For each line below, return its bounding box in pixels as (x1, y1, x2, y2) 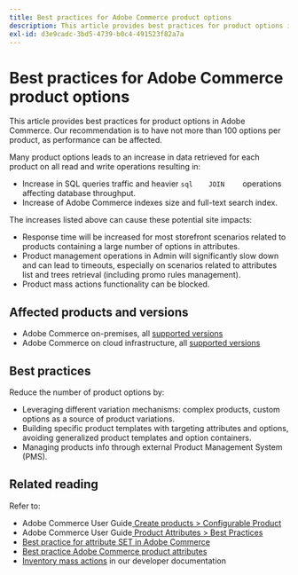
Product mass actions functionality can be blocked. (21, 279, 210, 289)
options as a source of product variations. (21, 414, 176, 424)
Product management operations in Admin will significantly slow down (21, 250, 279, 262)
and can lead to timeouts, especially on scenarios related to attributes (21, 260, 278, 271)
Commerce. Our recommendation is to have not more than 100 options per (9, 125, 281, 136)
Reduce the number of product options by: (9, 387, 165, 398)
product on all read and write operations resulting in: (9, 161, 201, 172)
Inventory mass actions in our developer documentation (21, 555, 226, 566)
